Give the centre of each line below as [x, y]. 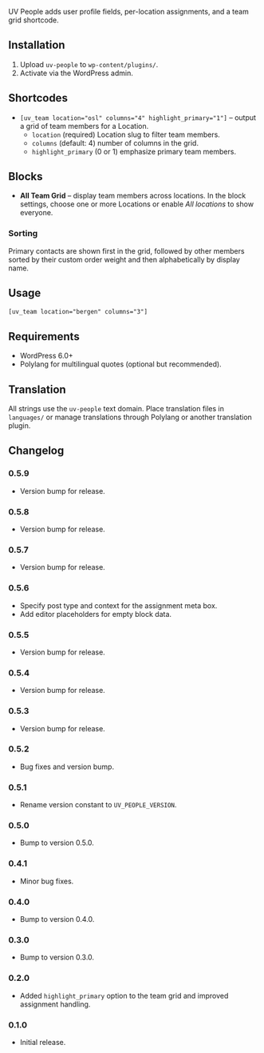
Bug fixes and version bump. [67, 767]
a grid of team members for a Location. [84, 126]
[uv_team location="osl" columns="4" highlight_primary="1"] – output [138, 117]
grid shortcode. [34, 20]
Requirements [44, 336]
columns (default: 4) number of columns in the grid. [115, 142]
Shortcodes [38, 98]
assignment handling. [55, 1004]
